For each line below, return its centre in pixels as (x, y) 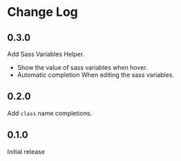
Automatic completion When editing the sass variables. (96, 75)
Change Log (42, 12)
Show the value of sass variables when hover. (82, 67)
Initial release (26, 151)
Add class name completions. (49, 113)
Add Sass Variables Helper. (46, 54)
